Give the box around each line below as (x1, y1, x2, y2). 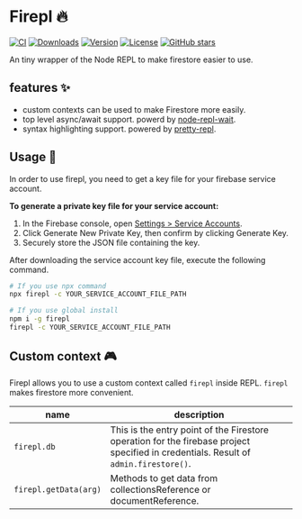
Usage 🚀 (9, 150, 57, 165)
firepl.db (13, 442, 56, 451)
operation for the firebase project (110, 434, 250, 447)
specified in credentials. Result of (110, 446, 252, 459)
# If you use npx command (9, 281, 106, 290)
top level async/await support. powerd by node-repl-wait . (22, 114, 236, 124)
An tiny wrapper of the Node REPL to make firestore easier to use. (9, 54, 253, 65)
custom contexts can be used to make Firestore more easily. (22, 104, 246, 114)
